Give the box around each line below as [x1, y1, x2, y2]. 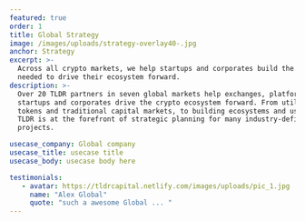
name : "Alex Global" [29, 190, 107, 199]
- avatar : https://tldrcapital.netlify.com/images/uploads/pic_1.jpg [21, 181, 290, 191]
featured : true [9, 13, 67, 23]
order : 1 [9, 22, 43, 31]
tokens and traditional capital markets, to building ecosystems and [17, 106, 286, 116]
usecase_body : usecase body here [9, 156, 136, 166]
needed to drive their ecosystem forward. [17, 73, 181, 82]
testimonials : [9, 173, 64, 182]
